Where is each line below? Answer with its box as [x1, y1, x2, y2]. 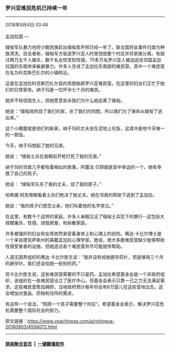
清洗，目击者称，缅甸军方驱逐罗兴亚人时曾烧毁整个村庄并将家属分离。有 [9, 51, 160, 57]
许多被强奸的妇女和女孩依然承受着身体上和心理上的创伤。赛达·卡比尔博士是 [5, 231, 162, 237]
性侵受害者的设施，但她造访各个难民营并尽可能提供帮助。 [5, 243, 125, 250]
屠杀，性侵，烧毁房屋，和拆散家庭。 [14, 220, 90, 226]
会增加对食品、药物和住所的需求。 [5, 290, 76, 296]
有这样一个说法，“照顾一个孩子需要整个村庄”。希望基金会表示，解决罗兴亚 [5, 301, 160, 307]
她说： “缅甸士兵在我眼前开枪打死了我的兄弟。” [5, 153, 102, 159]
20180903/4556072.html [5, 324, 57, 330]
